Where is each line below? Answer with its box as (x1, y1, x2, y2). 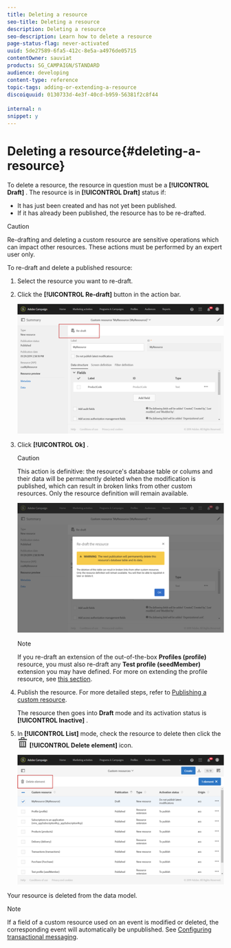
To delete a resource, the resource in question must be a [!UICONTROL (7, 181, 210, 189)
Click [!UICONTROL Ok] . (16, 440, 89, 449)
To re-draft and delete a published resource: (7, 263, 133, 271)
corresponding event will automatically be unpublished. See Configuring (7, 925, 212, 934)
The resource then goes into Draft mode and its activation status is (16, 708, 207, 717)
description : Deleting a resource (7, 25, 107, 32)
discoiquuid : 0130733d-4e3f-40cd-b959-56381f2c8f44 (7, 91, 158, 98)
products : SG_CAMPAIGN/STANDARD (7, 62, 100, 69)
